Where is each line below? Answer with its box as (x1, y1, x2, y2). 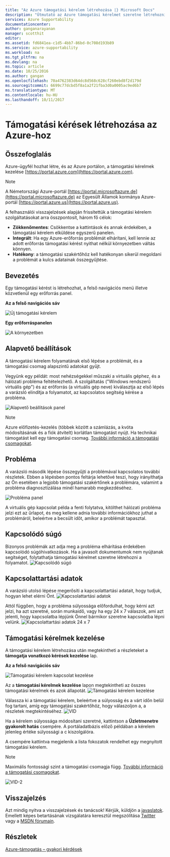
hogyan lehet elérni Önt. (5, 593, 56, 599)
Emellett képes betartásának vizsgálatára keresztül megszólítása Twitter (5, 812, 156, 818)
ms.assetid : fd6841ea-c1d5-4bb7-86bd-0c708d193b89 (5, 41, 114, 46)
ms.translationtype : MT (5, 87, 56, 93)
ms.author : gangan (5, 74, 44, 79)
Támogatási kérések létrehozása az (5, 119, 158, 130)
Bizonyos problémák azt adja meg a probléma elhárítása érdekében (5, 543, 146, 549)
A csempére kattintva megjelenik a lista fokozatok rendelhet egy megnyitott (5, 739, 163, 745)
